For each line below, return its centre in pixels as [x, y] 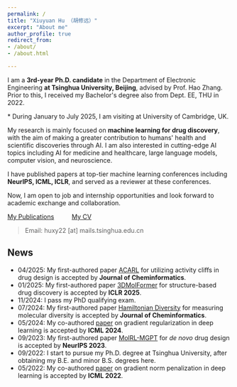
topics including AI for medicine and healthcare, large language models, [112, 153]
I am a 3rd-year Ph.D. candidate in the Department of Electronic [102, 80]
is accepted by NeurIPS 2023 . [62, 345]
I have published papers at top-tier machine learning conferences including [117, 174]
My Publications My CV [50, 217]
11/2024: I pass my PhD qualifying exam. [77, 300]
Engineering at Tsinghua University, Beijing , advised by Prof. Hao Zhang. [115, 87]
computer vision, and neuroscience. [60, 160]
